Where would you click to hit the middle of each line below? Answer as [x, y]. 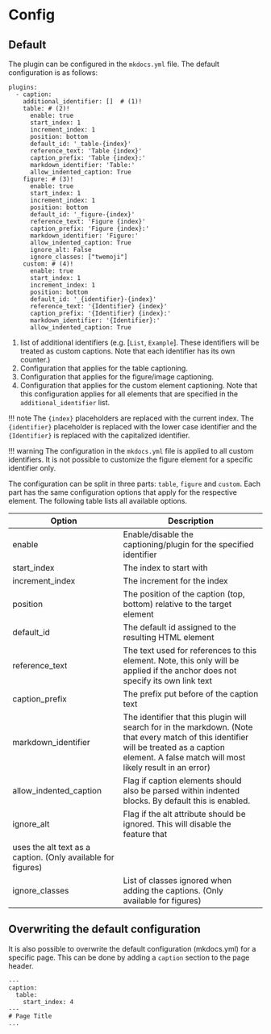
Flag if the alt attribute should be [184, 814]
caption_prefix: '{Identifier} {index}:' [100, 313]
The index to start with [165, 568]
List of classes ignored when [177, 880]
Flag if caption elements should [182, 781]
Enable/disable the [158, 534]
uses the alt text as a [52, 847]
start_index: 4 [48, 1002]
